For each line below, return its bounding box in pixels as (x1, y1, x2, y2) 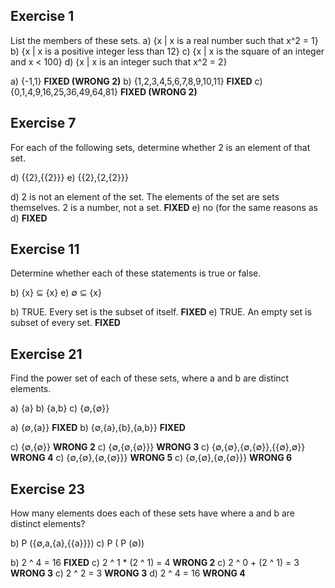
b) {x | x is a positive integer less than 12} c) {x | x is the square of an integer (10, 45, 325, 57)
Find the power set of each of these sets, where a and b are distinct (10, 372, 290, 384)
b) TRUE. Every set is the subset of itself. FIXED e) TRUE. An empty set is (10, 306, 312, 318)
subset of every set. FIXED (10, 317, 121, 329)
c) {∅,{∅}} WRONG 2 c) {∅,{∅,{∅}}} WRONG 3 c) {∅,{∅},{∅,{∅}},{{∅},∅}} (10, 441, 306, 453)
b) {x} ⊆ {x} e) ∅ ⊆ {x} (10, 287, 102, 299)
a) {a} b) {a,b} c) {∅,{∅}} (10, 402, 110, 414)
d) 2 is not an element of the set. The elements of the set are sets (10, 190, 280, 203)
